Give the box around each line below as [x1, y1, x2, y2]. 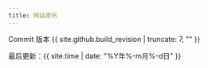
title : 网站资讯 [8, 11, 57, 20]
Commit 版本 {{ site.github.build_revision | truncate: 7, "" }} [8, 34, 201, 43]
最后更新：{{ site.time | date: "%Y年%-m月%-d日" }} [8, 51, 182, 60]
